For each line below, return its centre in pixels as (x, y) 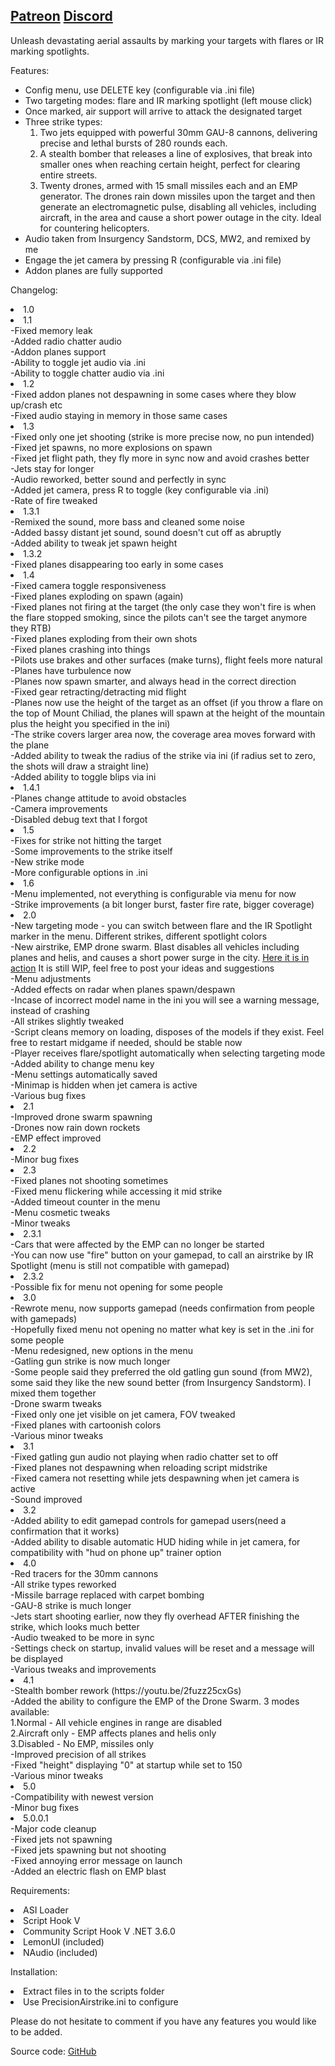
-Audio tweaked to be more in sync (82, 1637)
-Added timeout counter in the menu (85, 1201)
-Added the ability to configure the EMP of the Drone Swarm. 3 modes (155, 1701)
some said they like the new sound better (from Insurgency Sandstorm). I (161, 1382)
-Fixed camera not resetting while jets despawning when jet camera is (155, 1478)
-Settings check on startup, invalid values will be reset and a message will (162, 1648)
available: (30, 1711)
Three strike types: (63, 121)
